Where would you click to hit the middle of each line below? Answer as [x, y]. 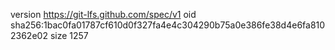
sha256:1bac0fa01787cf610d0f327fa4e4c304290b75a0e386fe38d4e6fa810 [168, 25]
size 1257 [69, 35]
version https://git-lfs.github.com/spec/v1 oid [103, 14]
